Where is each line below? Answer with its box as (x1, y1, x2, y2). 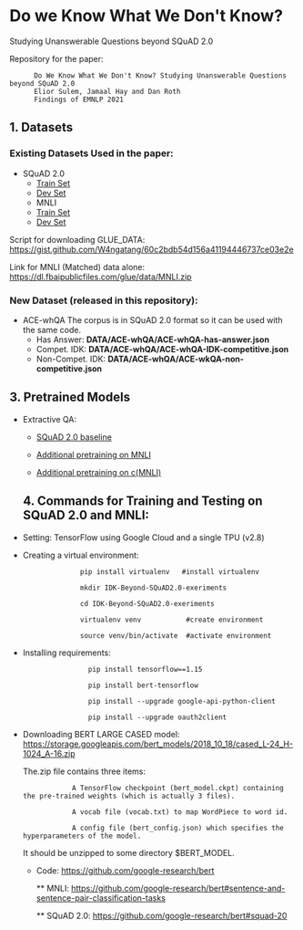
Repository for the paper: (9, 53, 104, 64)
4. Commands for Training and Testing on (22, 494, 263, 509)
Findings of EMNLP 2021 (33, 95, 125, 104)
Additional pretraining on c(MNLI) (35, 466, 162, 477)
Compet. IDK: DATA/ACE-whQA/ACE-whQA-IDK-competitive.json (35, 343, 289, 354)
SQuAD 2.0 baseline (35, 431, 112, 443)
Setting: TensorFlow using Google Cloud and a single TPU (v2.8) (22, 531, 266, 543)
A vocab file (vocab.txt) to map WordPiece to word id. (71, 807, 288, 817)
